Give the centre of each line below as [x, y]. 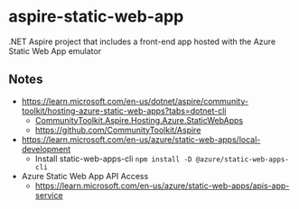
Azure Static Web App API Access [85, 176]
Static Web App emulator [55, 50]
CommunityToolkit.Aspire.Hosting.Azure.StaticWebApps [139, 120]
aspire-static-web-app [96, 17]
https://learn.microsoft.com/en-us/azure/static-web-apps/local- [141, 139]
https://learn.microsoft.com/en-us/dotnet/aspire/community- [135, 101]
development [46, 149]
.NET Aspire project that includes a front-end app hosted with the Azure [142, 41]
